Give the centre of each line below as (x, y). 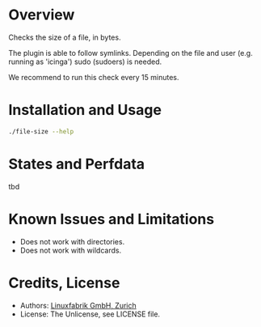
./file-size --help (41, 131)
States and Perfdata (77, 164)
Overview (42, 15)
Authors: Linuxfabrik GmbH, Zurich (78, 305)
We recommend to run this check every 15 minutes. (94, 77)
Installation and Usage (85, 110)
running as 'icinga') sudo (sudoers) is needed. (85, 62)
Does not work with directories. (72, 241)
